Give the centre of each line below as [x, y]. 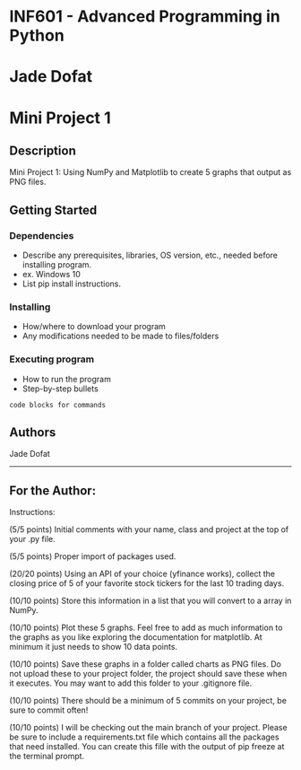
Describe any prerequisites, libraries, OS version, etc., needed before [150, 255]
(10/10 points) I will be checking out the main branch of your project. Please [149, 728]
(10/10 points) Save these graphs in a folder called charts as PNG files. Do [146, 664]
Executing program [52, 359]
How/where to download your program [94, 327]
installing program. [57, 265]
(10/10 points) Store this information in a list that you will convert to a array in [150, 601]
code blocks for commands [57, 405]
